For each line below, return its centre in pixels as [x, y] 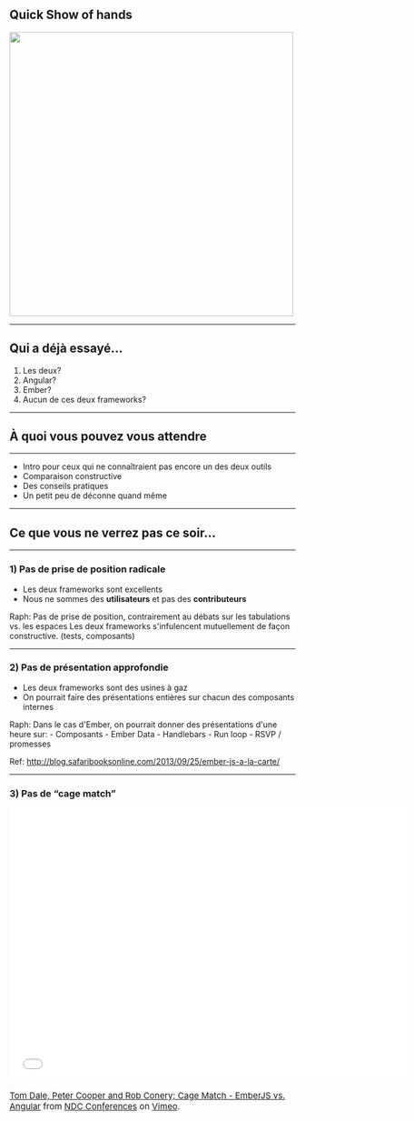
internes [38, 706]
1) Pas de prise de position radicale [88, 569]
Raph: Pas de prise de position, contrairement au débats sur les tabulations [150, 616]
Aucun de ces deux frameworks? [84, 399]
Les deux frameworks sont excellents [93, 589]
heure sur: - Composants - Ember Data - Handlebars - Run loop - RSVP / [145, 734]
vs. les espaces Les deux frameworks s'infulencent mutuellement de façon [150, 626]
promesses [30, 744]
